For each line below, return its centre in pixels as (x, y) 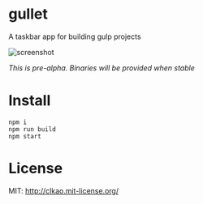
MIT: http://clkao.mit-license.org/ (64, 190)
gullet (28, 14)
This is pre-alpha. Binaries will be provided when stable (101, 68)
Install (30, 101)
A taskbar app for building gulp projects (75, 36)
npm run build (32, 129)
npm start (25, 136)
